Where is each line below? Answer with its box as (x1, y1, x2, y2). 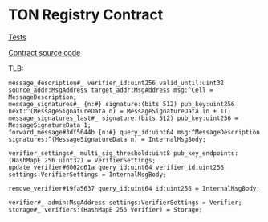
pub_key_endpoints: (173, 149, 239, 158)
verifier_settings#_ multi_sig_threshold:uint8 (8, 149, 171, 158)
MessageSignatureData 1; (8, 121, 91, 129)
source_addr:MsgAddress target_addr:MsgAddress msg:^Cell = (8, 86, 214, 94)
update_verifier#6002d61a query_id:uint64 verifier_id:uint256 (8, 163, 225, 171)
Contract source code (8, 47, 81, 57)
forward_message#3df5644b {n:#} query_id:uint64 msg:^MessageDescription (8, 128, 261, 136)
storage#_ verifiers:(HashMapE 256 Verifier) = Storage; (8, 205, 203, 214)
